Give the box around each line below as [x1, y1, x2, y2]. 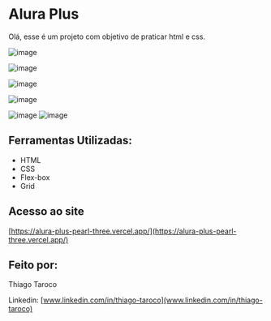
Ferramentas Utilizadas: [8, 134, 132, 148]
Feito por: [8, 258, 58, 272]
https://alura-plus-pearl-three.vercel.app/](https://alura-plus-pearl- [11, 226, 237, 236]
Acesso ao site [8, 204, 84, 219]
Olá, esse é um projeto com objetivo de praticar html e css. [8, 32, 205, 41]
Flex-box [19, 172, 50, 182]
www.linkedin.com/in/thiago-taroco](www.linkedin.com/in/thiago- [43, 295, 264, 305]
